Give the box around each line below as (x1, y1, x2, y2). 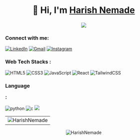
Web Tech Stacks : (5, 58, 51, 65)
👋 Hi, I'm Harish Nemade (32, 4, 136, 16)
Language (5, 82, 30, 89)
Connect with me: (5, 34, 49, 41)
